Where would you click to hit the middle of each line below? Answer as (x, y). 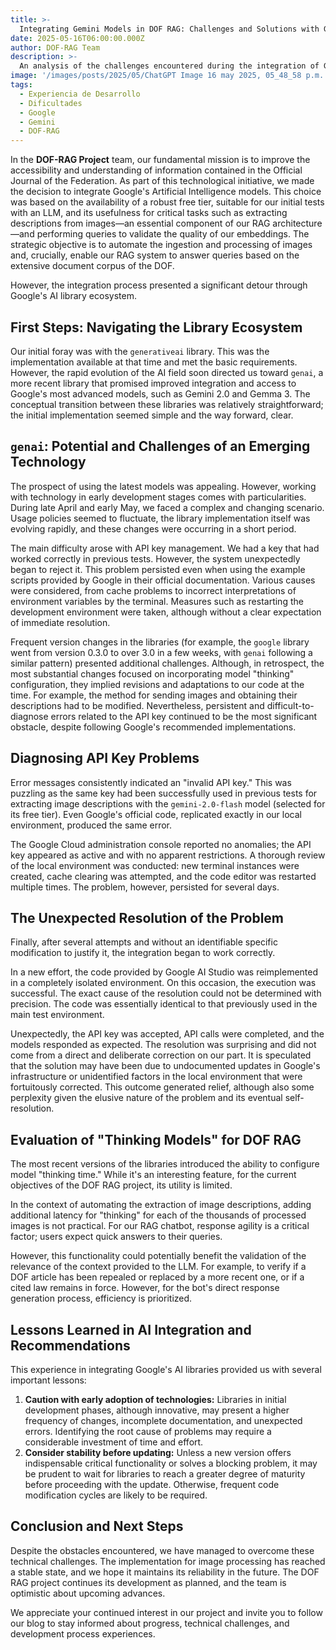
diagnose (29, 716)
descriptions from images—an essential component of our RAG (140, 223)
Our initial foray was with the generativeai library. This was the (140, 351)
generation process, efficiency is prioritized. (101, 1298)
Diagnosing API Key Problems (105, 758)
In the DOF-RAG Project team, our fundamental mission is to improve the (160, 160)
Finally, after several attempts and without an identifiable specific (144, 942)
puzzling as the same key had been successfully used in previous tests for (164, 793)
